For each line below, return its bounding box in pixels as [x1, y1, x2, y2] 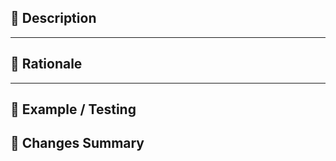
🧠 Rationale [10, 56, 83, 73]
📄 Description [10, 10, 97, 27]
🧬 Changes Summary [10, 135, 145, 152]
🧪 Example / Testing [10, 101, 137, 118]
